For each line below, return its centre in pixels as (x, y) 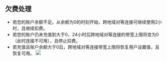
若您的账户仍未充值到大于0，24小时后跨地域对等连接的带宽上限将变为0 (85, 34)
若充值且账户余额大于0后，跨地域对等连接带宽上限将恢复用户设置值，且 (86, 47)
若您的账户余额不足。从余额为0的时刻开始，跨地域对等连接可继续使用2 (85, 22)
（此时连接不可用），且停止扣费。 (46, 40)
